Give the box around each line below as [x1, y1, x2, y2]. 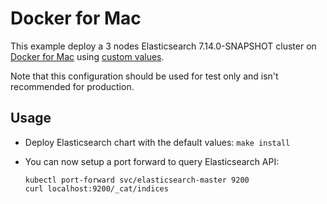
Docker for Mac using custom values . [10, 50, 165, 62]
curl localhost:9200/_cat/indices [24, 183, 169, 194]
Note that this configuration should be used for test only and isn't [10, 70, 279, 82]
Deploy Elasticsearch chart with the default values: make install [24, 136, 291, 148]
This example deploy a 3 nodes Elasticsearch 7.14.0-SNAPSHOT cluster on [10, 40, 317, 52]
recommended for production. [10, 80, 135, 92]
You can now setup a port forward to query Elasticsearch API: [24, 155, 280, 167]
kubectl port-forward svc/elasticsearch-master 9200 [24, 175, 250, 185]
